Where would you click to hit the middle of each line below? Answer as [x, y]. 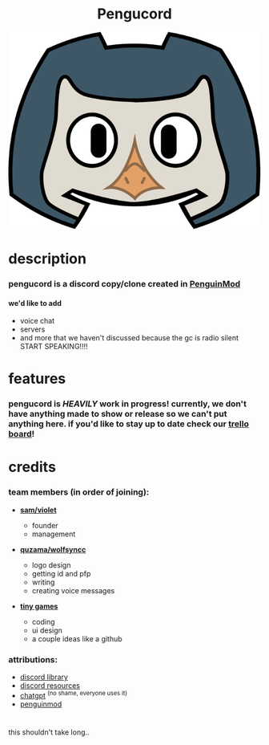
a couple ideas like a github [77, 638]
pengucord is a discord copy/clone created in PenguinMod [124, 283]
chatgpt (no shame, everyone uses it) [74, 695]
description [47, 259]
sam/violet [38, 510]
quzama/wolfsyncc [53, 549]
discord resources [50, 686]
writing [43, 582]
